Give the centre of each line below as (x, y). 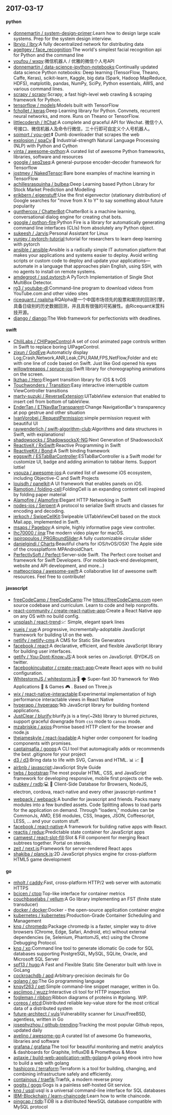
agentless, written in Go (38, 1019)
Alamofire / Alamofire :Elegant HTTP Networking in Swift (72, 500)
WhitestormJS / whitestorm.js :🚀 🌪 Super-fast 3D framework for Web (86, 679)
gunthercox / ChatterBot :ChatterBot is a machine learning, (74, 211)
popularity (24, 206)
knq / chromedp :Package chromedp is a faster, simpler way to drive (85, 927)
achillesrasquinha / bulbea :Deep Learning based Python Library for (84, 184)
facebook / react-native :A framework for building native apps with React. (90, 826)
